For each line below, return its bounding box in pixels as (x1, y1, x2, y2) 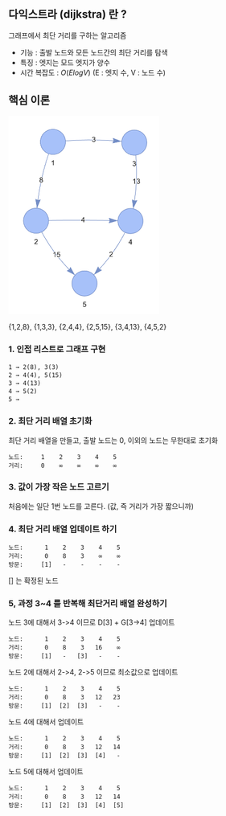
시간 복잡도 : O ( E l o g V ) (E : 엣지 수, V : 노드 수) (19, 68, 166, 77)
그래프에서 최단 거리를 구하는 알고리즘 (8, 31, 127, 40)
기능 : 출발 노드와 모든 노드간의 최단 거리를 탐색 (19, 47, 168, 57)
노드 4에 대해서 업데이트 (8, 717, 84, 727)
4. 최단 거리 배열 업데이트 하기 (8, 523, 117, 535)
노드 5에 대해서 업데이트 (8, 767, 84, 777)
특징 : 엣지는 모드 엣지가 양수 (19, 57, 111, 67)
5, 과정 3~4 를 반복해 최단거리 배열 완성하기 (8, 598, 167, 609)
